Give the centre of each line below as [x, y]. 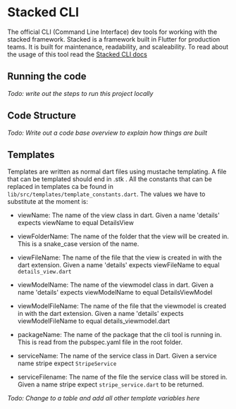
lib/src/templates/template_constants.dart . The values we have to [106, 194]
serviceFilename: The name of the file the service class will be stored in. [122, 377]
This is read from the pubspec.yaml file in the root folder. [100, 342]
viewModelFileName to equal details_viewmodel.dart [94, 321]
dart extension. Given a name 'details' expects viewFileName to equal [118, 265]
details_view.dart [44, 272]
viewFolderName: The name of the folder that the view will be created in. [123, 236]
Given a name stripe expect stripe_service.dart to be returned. [111, 384]
